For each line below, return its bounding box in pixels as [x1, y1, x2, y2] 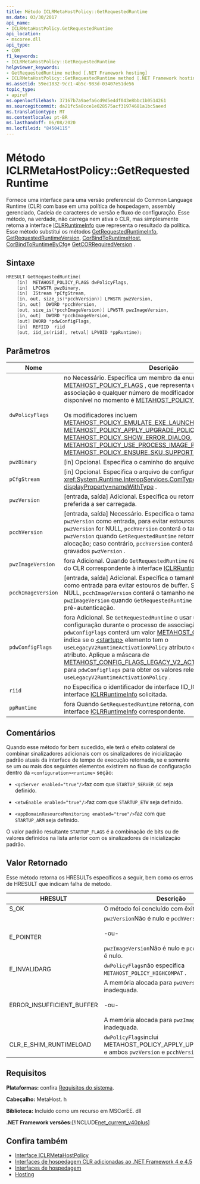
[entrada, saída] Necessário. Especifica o [63, 510, 180, 518]
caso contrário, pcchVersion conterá [92, 539, 193, 548]
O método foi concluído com [104, 904, 183, 913]
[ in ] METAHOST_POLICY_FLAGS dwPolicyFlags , [17, 279, 129, 286]
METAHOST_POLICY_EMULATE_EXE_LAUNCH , [63, 419, 196, 427]
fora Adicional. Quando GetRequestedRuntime [63, 557, 187, 565]
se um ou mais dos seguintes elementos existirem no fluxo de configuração [6, 763, 192, 769]
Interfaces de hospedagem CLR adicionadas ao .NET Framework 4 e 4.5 [14, 1158, 192, 1165]
